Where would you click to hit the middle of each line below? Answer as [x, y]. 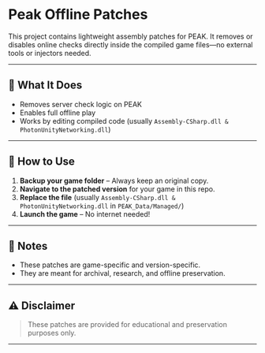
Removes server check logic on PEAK [81, 104]
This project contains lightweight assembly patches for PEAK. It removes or [131, 36]
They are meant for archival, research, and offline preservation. [123, 273]
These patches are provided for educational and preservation [127, 325]
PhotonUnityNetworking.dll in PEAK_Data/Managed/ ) [102, 206]
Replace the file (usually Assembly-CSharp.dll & [97, 197]
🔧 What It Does [45, 85]
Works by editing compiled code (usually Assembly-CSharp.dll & [124, 121]
